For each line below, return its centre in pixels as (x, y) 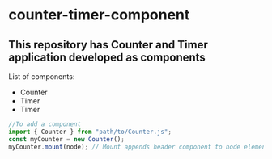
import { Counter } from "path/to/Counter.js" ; (90, 132)
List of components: (42, 77)
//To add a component (45, 124)
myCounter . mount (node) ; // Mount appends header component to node (125, 147)
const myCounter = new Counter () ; (67, 139)
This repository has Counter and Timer (108, 45)
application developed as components (107, 57)
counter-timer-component (99, 15)
